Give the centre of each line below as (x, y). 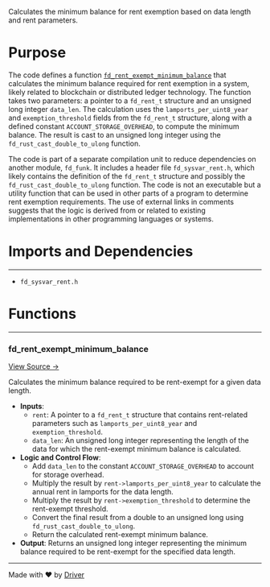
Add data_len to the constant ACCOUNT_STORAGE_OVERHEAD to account (143, 466)
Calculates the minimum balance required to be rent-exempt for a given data (135, 382)
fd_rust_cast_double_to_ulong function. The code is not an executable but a (135, 184)
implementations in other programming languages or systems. (111, 219)
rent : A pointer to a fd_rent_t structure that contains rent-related (139, 415)
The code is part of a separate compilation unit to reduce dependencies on (133, 159)
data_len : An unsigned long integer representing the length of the (140, 440)
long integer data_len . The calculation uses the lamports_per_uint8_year (129, 109)
